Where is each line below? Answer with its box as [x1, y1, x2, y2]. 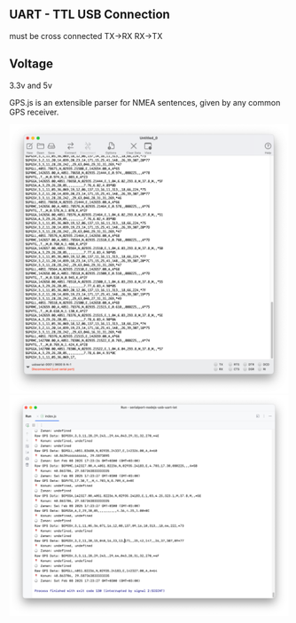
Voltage [9, 57, 54, 72]
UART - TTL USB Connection [9, 7, 170, 22]
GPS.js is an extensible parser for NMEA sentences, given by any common [9, 97, 281, 107]
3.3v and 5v [9, 80, 53, 91]
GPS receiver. [9, 106, 59, 117]
